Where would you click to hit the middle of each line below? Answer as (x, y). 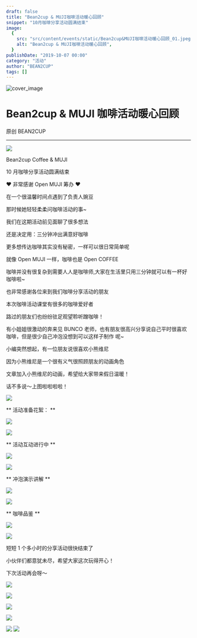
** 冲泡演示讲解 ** (28, 479)
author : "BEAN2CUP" (30, 66)
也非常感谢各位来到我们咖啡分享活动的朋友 (57, 292)
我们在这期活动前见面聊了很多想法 (47, 222)
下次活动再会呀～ (27, 573)
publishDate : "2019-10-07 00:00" (47, 55)
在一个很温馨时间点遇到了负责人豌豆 (50, 197)
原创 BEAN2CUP (26, 131)
